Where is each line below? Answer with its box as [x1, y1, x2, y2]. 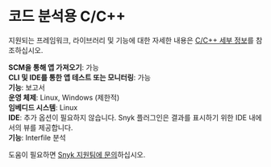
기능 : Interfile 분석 [8, 132, 66, 142]
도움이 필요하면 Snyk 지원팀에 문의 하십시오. [8, 149, 146, 159]
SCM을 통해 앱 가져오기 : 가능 [8, 62, 99, 72]
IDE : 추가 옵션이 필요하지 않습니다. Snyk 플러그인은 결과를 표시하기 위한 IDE [8, 112, 248, 122]
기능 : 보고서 [8, 82, 46, 92]
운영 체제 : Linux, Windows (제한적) [8, 92, 120, 102]
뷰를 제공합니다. [23, 122, 73, 132]
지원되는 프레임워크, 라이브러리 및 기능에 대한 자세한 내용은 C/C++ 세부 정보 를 [8, 35, 254, 45]
